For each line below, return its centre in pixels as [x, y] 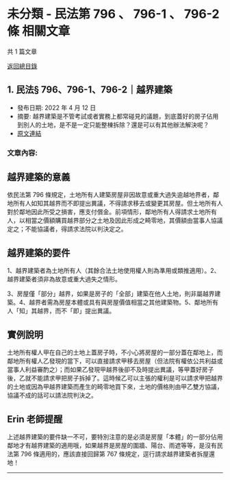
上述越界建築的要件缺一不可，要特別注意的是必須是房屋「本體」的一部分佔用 [115, 437]
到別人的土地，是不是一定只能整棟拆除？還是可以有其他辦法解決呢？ [113, 125]
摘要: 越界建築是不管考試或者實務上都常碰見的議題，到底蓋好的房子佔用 [118, 116]
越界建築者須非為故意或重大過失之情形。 [64, 279]
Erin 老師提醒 [35, 419]
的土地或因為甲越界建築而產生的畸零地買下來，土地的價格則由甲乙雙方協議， [115, 387]
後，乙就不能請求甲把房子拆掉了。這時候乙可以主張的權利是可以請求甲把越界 [115, 379]
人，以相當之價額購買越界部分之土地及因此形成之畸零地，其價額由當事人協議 [115, 221]
